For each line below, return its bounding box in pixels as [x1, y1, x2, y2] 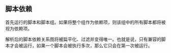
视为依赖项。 [5, 25, 32, 31]
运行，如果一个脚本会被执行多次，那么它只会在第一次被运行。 [22, 42, 153, 48]
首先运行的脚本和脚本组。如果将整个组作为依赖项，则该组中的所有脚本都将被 [5, 19, 166, 25]
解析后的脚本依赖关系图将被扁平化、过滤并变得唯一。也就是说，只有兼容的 [5, 36, 161, 42]
